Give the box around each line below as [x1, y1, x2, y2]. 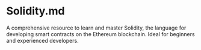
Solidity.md [6, 4, 65, 18]
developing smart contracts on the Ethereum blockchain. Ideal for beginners [6, 30, 195, 37]
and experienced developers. [6, 37, 79, 44]
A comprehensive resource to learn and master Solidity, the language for [6, 24, 187, 31]
